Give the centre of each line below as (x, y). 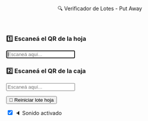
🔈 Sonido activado (38, 113)
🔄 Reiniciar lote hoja (32, 100)
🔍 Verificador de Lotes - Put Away (100, 8)
